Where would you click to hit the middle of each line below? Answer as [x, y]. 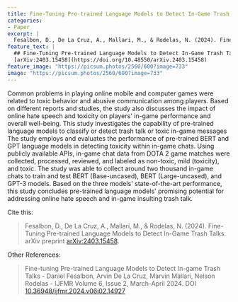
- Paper [19, 27]
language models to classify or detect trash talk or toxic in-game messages [117, 131]
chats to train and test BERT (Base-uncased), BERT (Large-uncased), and [114, 176]
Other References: [34, 255]
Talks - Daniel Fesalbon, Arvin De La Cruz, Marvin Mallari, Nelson [120, 276]
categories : [25, 21]
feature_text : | [31, 47]
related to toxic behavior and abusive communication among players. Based [118, 100]
